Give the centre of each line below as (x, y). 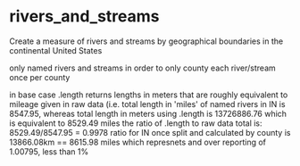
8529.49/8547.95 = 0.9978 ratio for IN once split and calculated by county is (150, 132)
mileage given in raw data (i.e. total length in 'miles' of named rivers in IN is (147, 104)
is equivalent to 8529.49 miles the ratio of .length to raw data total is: (136, 123)
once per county (40, 77)
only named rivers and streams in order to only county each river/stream (143, 68)
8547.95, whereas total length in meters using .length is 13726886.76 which (148, 113)
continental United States (56, 50)
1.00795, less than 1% (49, 151)
